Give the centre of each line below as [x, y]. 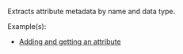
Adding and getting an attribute [70, 41]
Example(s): [27, 26]
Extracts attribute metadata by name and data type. [91, 11]
